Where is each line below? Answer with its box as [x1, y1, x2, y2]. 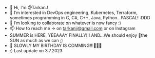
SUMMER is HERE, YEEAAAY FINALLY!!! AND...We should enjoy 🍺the [9, 32, 148, 38]
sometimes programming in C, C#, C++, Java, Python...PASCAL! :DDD [9, 15, 151, 20]
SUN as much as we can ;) [9, 38, 63, 43]
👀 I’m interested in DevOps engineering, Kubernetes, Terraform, [9, 10, 138, 15]
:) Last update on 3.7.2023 [9, 48, 62, 53]
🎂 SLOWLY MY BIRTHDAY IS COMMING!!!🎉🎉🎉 [9, 43, 102, 48]
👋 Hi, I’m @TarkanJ [9, 5, 48, 10]
